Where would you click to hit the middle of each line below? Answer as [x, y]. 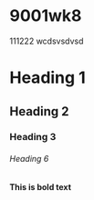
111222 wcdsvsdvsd [47, 41]
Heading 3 [33, 137]
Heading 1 [48, 78]
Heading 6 [29, 159]
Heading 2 [40, 111]
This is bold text [40, 186]
